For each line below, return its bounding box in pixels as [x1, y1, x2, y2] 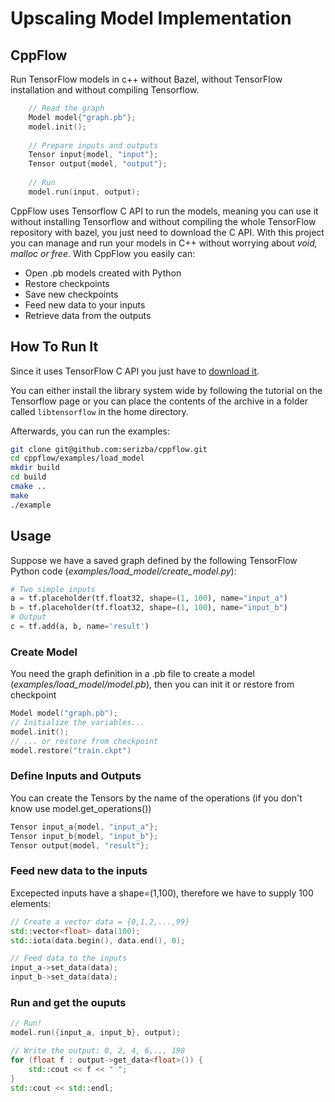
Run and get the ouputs [10, 995, 127, 1009]
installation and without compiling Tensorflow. [10, 84, 200, 96]
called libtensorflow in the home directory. [10, 405, 189, 417]
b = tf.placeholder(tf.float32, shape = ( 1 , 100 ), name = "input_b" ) [10, 603, 288, 613]
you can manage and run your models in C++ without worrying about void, [10, 237, 318, 249]
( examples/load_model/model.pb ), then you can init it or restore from [10, 678, 295, 691]
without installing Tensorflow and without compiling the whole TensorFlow [10, 215, 317, 227]
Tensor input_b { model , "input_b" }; [10, 831, 159, 841]
